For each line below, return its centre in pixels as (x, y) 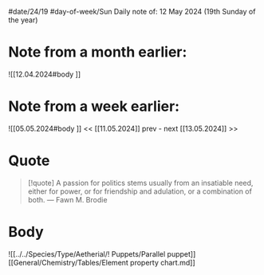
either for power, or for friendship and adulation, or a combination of (140, 191)
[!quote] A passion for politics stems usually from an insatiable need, (140, 183)
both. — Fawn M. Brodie (67, 199)
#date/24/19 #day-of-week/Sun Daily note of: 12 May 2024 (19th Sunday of (132, 12)
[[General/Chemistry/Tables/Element (69, 262)
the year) (23, 20)
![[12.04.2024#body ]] (45, 74)
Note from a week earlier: (94, 106)
